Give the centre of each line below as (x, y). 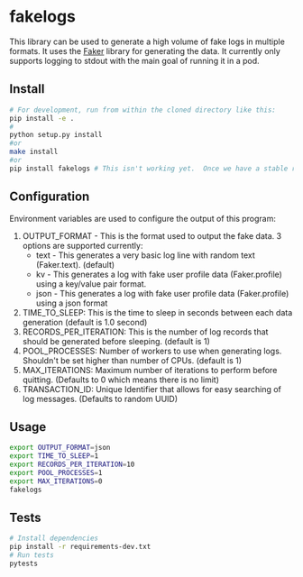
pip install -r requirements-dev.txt (80, 547)
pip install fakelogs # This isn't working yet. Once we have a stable (149, 169)
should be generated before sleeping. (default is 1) (116, 341)
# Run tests (32, 555)
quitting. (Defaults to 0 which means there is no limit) (120, 380)
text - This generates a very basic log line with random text (145, 255)
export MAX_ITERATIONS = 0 (56, 481)
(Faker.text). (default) (75, 264)
